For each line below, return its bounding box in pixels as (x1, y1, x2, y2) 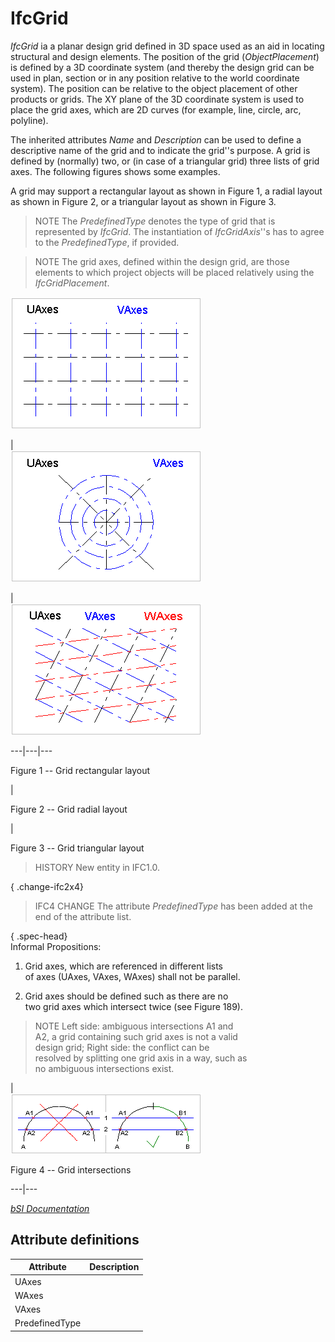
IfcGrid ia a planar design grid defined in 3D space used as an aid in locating (10, 40, 325, 52)
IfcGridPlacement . (34, 277, 110, 289)
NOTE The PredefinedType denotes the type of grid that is (34, 215, 276, 227)
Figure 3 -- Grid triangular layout (10, 842, 145, 854)
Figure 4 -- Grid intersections (10, 1163, 132, 1176)
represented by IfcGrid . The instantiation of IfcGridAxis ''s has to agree (34, 225, 325, 237)
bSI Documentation (10, 1202, 90, 1214)
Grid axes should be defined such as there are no (24, 990, 229, 1002)
